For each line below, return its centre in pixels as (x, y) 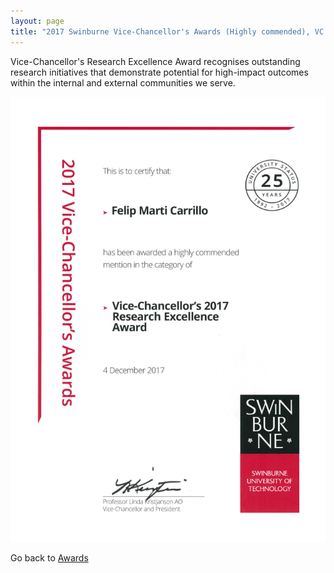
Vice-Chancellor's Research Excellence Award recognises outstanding (155, 61)
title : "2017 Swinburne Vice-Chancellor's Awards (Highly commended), (160, 31)
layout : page (37, 21)
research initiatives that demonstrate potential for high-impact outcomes (159, 72)
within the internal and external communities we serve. (123, 82)
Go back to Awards (49, 557)
